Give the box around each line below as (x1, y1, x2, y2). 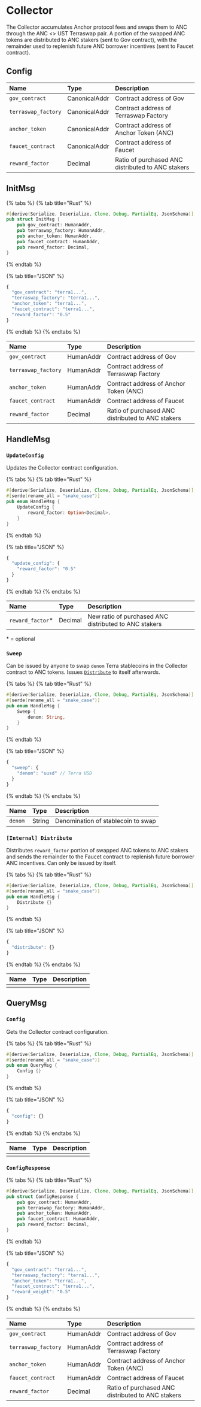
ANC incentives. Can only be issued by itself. (6, 859, 117, 866)
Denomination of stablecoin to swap (54, 816, 157, 825)
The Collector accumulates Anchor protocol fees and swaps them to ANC (6, 23, 187, 31)
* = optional (6, 635, 36, 642)
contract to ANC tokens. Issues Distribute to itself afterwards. (6, 668, 160, 676)
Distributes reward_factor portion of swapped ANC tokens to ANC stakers (6, 846, 188, 854)
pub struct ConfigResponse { (6, 1193, 79, 1200)
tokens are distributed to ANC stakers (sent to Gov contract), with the (6, 36, 178, 43)
